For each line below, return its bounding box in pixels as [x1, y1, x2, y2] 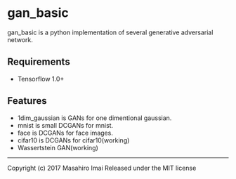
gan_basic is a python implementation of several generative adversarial [7, 28, 214, 37]
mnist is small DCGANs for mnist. [17, 121, 114, 129]
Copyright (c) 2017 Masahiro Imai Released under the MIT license [7, 164, 197, 172]
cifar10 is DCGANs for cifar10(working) [17, 135, 130, 145]
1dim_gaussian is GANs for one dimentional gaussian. [17, 114, 172, 122]
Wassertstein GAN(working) [17, 143, 98, 152]
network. [7, 35, 34, 44]
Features [7, 95, 47, 107]
